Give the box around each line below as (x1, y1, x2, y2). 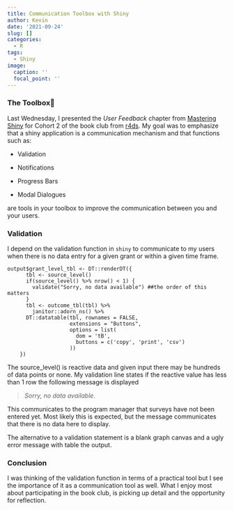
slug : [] (7, 29, 33, 37)
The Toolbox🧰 (7, 98, 56, 108)
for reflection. (7, 496, 47, 504)
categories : (7, 36, 42, 43)
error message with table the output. (7, 440, 112, 449)
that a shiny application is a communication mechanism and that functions (7, 128, 220, 137)
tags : (7, 50, 23, 57)
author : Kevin (7, 17, 49, 24)
